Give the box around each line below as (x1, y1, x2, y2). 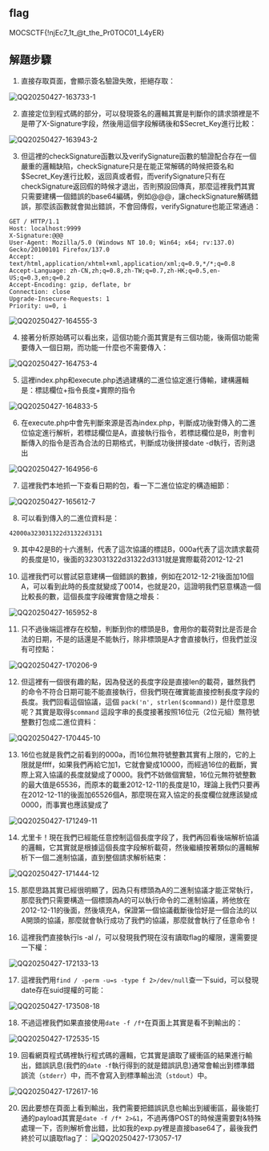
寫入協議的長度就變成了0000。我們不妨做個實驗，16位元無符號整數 (34, 769, 257, 779)
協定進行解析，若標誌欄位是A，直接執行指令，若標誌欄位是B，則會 (27, 427, 248, 437)
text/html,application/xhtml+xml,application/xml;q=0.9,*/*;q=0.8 (9, 259, 235, 267)
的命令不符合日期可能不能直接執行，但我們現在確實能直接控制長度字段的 (20, 687, 259, 696)
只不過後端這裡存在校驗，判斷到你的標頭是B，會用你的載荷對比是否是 (20, 624, 251, 634)
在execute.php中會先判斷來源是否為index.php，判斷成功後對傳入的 (20, 418, 243, 427)
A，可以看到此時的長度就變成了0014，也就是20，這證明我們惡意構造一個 (20, 582, 262, 591)
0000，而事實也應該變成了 (20, 799, 110, 810)
